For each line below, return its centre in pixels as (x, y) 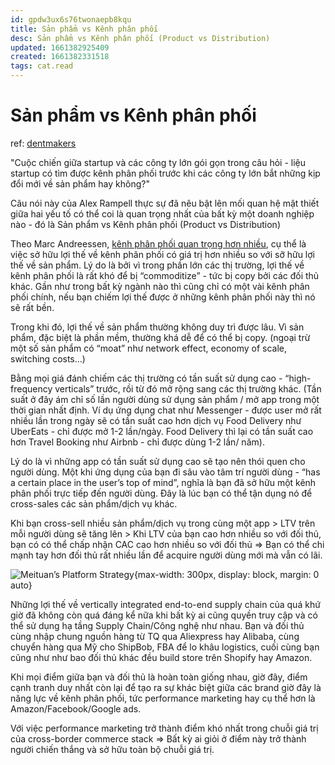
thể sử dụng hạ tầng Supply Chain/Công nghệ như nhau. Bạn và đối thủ (157, 625)
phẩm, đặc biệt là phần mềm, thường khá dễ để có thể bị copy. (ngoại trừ (160, 337)
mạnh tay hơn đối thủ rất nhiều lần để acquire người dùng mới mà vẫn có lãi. (166, 555)
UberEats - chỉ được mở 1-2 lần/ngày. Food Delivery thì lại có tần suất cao (162, 431)
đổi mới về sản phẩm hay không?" (80, 183)
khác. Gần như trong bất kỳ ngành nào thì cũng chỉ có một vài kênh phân (160, 286)
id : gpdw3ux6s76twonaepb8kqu (71, 19)
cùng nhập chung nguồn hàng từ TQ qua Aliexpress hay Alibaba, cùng (155, 636)
